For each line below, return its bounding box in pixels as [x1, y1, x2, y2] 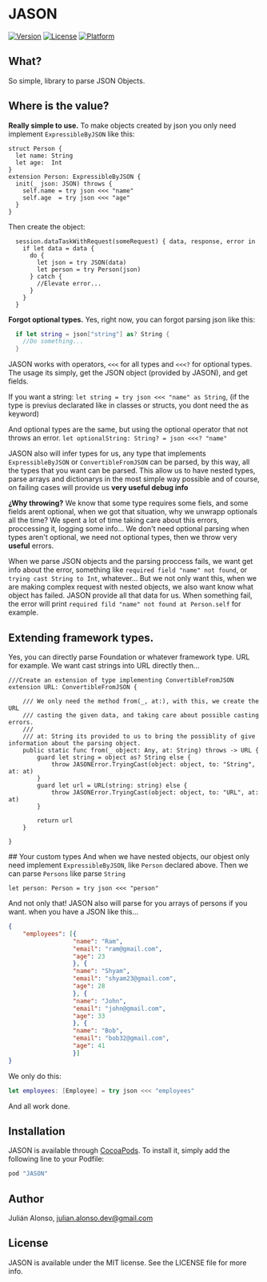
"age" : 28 [72, 982, 106, 990]
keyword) [8, 409, 40, 419]
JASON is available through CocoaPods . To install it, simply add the [8, 1146, 230, 1155]
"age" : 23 [72, 952, 106, 960]
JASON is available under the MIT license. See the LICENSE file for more [8, 1257, 247, 1268]
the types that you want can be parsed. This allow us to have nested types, [8, 466, 256, 476]
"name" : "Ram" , [72, 937, 124, 945]
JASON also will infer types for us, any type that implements [8, 448, 206, 458]
